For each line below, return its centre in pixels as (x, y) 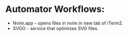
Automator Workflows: (55, 9)
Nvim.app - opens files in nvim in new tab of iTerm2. (68, 23)
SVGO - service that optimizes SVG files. (56, 28)
